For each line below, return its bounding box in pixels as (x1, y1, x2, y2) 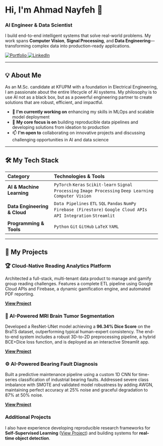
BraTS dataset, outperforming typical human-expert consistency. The (5, 329, 144, 335)
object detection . (15, 435, 50, 441)
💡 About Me (5, 71, 42, 79)
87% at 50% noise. (5, 392, 44, 398)
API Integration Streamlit (54, 213, 115, 219)
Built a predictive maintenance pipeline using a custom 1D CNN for (5, 372, 138, 377)
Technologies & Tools (54, 173, 105, 180)
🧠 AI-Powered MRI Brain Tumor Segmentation (5, 312, 114, 319)
